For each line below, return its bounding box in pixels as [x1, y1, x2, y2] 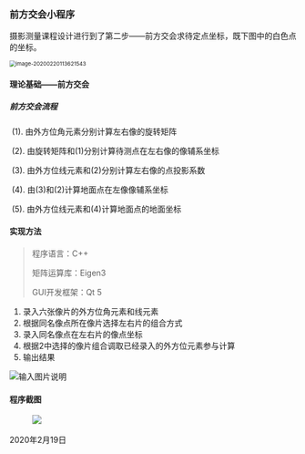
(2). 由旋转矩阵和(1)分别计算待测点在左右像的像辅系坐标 [11, 145, 220, 156]
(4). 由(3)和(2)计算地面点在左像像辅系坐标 [11, 184, 168, 195]
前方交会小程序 [9, 7, 76, 20]
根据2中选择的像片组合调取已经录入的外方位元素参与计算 [22, 340, 236, 352]
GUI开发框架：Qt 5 [31, 287, 102, 298]
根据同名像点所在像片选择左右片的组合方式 [22, 317, 183, 329]
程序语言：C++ [31, 248, 89, 259]
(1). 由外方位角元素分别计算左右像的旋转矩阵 [11, 126, 178, 137]
